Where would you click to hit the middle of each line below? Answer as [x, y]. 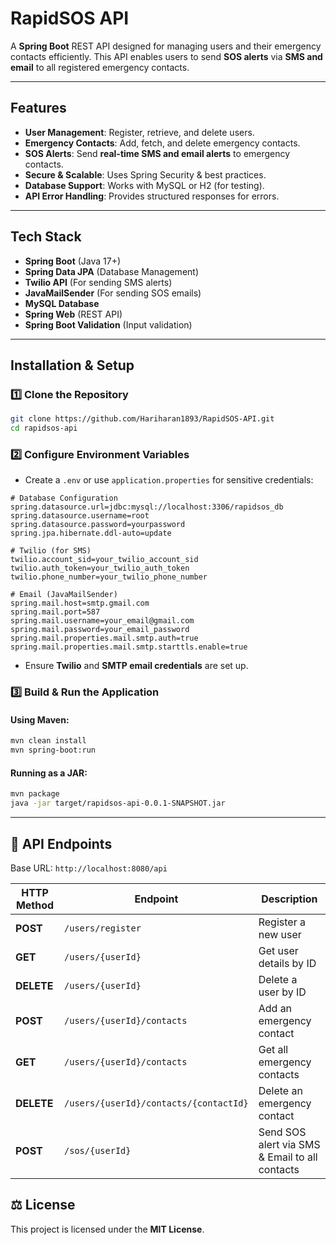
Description [289, 899]
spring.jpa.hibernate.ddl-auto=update [91, 533]
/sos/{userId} [98, 1150]
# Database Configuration [64, 498]
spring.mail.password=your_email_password [100, 630]
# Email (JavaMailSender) [64, 595]
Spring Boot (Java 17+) [73, 261]
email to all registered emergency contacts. [100, 67]
